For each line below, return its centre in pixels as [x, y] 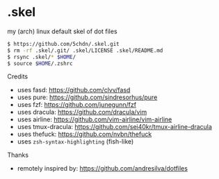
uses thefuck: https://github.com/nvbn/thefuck [84, 134]
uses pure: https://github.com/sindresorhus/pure [87, 97]
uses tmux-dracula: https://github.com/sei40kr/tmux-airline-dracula [114, 127]
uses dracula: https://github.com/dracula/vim [82, 112]
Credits [18, 76]
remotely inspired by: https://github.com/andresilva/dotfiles [102, 169]
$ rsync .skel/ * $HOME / [42, 57]
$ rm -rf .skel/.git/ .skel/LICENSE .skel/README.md [85, 50]
